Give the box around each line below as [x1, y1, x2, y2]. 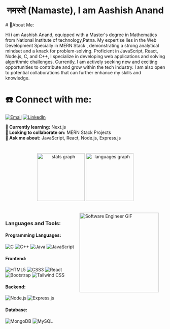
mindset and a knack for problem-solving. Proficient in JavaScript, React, [5, 48, 158, 54]
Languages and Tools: [5, 220, 61, 227]
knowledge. [5, 75, 30, 81]
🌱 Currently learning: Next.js [5, 124, 66, 130]
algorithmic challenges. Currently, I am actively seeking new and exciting [5, 59, 158, 65]
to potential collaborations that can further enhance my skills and [5, 69, 141, 75]
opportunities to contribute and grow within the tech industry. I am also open [5, 64, 165, 70]
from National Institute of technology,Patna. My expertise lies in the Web [5, 37, 157, 43]
